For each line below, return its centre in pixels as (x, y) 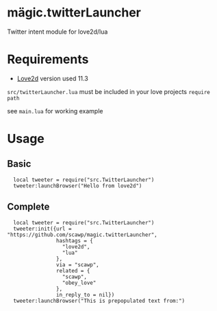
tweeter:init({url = (42, 229)
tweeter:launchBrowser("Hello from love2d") (78, 186)
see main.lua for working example (55, 111)
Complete (28, 207)
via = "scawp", (77, 265)
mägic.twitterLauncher (74, 13)
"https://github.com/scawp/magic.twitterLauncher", (82, 235)
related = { (73, 270)
